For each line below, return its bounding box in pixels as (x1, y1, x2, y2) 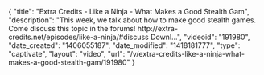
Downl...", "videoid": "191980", (150, 32, 250, 41)
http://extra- (137, 24, 179, 33)
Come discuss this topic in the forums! (8, 24, 136, 33)
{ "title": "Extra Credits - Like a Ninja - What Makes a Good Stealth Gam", (8, 7, 250, 16)
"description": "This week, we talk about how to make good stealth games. (8, 15, 256, 25)
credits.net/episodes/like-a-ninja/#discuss (8, 32, 149, 41)
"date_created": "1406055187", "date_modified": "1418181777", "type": (8, 41, 241, 50)
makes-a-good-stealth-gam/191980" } (8, 57, 135, 67)
